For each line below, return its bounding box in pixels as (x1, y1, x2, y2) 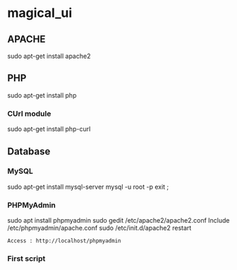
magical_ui (7, 5, 73, 21)
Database (7, 145, 51, 157)
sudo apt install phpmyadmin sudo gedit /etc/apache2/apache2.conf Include (7, 216, 230, 225)
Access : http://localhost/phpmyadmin (7, 237, 121, 245)
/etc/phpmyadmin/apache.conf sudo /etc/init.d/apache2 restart (7, 224, 192, 233)
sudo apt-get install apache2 (7, 52, 91, 60)
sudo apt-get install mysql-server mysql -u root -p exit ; (7, 182, 169, 191)
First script (7, 254, 46, 264)
